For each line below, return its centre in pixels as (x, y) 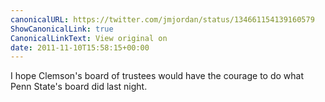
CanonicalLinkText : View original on (89, 38)
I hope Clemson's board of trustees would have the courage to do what (157, 76)
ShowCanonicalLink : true (62, 29)
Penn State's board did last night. (79, 87)
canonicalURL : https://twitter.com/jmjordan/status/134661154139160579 (162, 19)
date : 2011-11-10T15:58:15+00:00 (80, 47)
